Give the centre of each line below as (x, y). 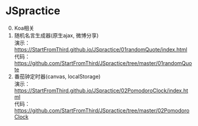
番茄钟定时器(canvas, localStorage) (57, 76)
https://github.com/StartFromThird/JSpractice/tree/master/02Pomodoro (102, 110)
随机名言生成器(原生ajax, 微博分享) (56, 35)
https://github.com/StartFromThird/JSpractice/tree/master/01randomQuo (103, 63)
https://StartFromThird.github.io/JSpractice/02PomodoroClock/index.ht (101, 91)
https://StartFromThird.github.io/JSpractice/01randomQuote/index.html (100, 49)
